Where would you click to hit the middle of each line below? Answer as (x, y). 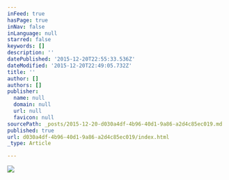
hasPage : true (28, 20)
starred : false (29, 40)
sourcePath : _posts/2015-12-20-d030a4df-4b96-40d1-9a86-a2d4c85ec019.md (115, 124)
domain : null (32, 105)
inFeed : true (26, 14)
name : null (29, 98)
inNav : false (26, 27)
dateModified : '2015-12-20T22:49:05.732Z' (70, 66)
